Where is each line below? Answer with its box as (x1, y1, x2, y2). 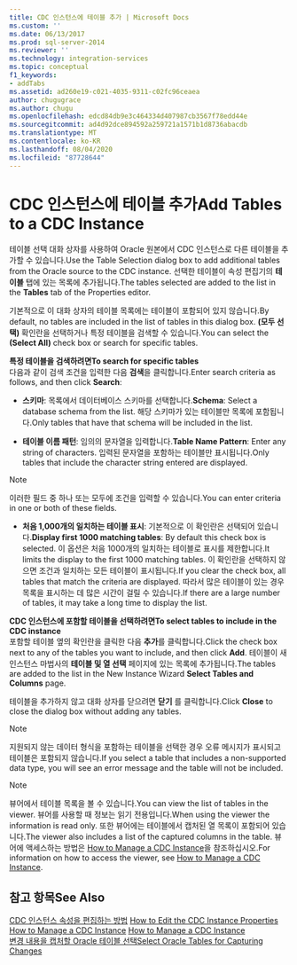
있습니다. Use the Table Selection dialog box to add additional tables (35, 255, 281, 266)
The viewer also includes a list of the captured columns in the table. (25, 831, 273, 843)
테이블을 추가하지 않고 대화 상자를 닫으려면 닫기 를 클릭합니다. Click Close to (9, 696, 273, 707)
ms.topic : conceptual (9, 63, 90, 72)
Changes (9, 945, 43, 956)
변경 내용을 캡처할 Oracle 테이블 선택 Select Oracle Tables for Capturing (9, 936, 263, 946)
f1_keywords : (9, 71, 58, 80)
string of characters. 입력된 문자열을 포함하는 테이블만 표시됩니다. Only (21, 447, 270, 458)
